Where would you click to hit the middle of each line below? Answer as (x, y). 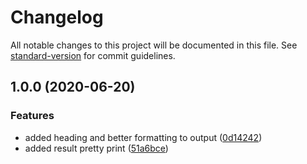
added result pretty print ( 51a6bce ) (96, 148)
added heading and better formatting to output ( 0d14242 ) (143, 137)
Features (32, 116)
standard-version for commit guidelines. (93, 55)
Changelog (57, 17)
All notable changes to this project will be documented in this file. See (154, 45)
